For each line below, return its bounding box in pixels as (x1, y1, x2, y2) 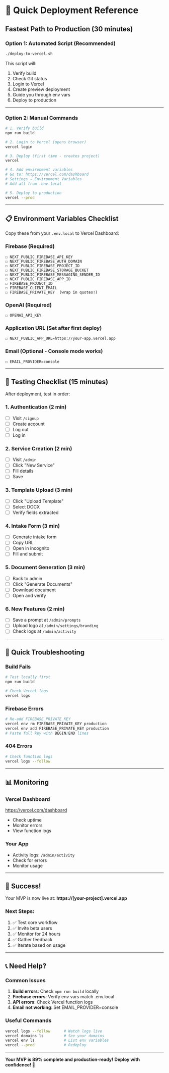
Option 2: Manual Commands (5, 114, 78, 121)
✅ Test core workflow (12, 919, 58, 926)
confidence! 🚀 (5, 1062, 35, 1068)
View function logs (12, 828, 52, 834)
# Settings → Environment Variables (5, 177, 82, 182)
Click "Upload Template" (12, 498, 64, 504)
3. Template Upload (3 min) (5, 487, 73, 494)
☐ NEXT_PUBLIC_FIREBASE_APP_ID (5, 276, 71, 282)
